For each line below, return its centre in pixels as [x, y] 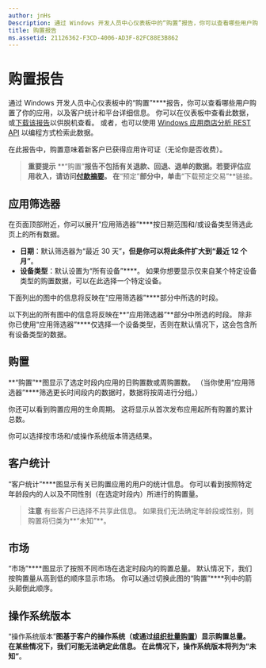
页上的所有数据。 [36, 234]
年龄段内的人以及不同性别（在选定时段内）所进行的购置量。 [105, 493]
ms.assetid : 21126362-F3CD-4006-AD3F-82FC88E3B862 [93, 38]
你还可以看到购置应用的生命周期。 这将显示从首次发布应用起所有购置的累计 [131, 409]
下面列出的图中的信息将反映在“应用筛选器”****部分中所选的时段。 [116, 298]
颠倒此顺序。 [36, 589]
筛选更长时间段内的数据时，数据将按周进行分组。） [121, 392]
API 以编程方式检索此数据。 [53, 132]
